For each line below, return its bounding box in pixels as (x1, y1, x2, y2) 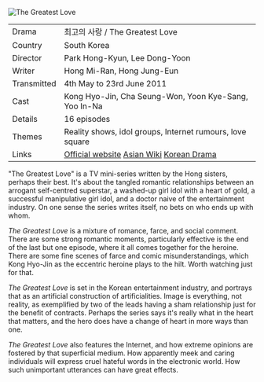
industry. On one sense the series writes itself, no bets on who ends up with (8, 203, 254, 211)
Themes (12, 131, 42, 141)
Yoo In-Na (64, 101, 103, 112)
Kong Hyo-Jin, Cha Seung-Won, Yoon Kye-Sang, (64, 91, 249, 101)
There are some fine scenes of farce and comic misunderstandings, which (8, 252, 249, 260)
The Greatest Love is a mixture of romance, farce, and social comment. (8, 226, 239, 235)
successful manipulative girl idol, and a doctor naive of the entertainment (8, 194, 245, 204)
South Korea (64, 40, 110, 50)
